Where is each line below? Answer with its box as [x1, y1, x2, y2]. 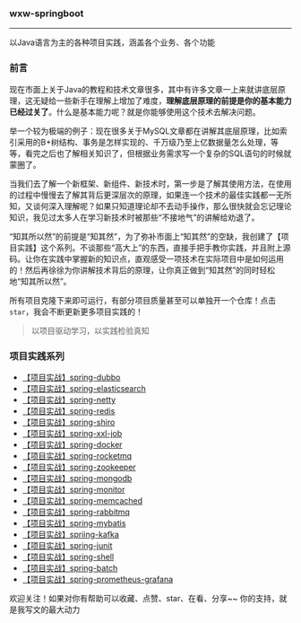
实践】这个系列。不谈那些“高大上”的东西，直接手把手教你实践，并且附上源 [16, 241, 291, 253]
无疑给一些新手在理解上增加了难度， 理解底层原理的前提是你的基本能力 [32, 95, 292, 106]
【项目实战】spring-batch [21, 562, 118, 573]
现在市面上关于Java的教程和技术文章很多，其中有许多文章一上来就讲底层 [9, 83, 279, 94]
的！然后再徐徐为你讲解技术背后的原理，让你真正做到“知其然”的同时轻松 [9, 264, 276, 276]
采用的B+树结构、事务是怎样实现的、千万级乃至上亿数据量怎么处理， [16, 136, 271, 147]
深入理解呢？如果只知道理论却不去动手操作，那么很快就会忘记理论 [47, 200, 292, 211]
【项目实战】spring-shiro [21, 417, 116, 427]
